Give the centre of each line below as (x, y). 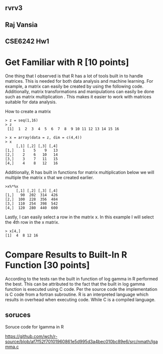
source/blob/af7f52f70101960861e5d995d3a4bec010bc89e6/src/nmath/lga (81, 341)
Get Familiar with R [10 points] (67, 62)
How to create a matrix (28, 112)
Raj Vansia (21, 25)
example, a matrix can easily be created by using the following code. (74, 86)
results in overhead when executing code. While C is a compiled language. (80, 300)
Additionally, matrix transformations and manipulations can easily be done (80, 92)
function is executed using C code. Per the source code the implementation (81, 289)
